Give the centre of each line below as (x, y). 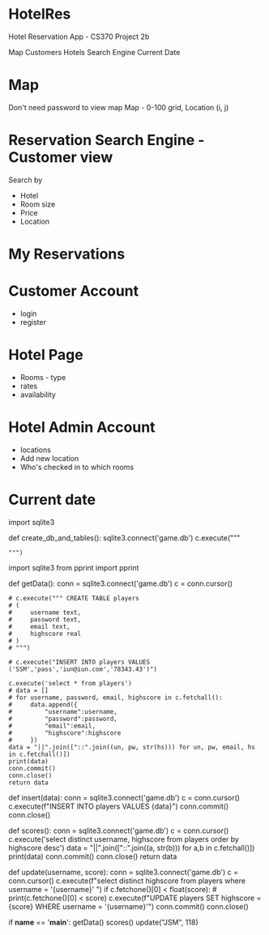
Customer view (61, 158)
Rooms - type (43, 377)
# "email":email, (52, 726)
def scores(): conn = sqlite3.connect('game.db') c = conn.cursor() (119, 830)
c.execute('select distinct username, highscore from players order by (124, 839)
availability (38, 395)
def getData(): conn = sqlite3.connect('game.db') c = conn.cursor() (121, 583)
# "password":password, (63, 719)
